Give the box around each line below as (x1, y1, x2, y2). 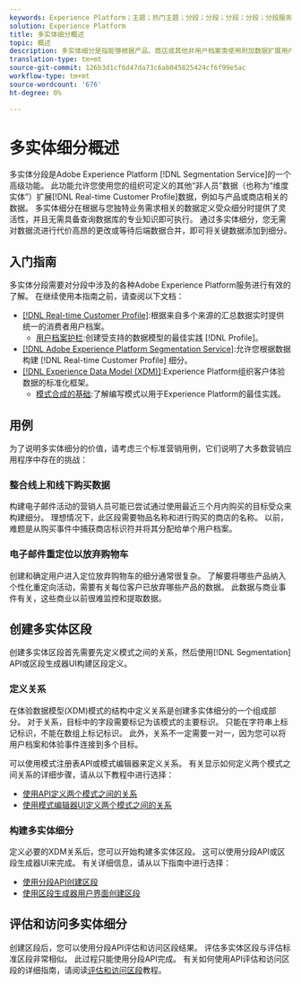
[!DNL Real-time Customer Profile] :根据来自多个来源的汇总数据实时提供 (21, 310, 285, 321)
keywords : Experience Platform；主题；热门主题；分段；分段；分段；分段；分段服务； (9, 13, 299, 22)
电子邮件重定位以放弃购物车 (9, 548, 129, 561)
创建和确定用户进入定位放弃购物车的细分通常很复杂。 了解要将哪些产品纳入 (9, 570, 287, 581)
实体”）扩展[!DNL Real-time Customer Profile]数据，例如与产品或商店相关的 (9, 191, 288, 202)
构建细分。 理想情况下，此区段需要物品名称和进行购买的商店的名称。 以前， (9, 512, 288, 523)
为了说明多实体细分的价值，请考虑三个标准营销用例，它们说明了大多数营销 (9, 443, 284, 454)
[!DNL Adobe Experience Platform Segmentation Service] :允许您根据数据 (21, 343, 291, 355)
